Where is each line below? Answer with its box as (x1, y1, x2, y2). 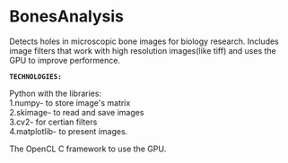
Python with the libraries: (9, 88, 101, 99)
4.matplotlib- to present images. (9, 125, 128, 136)
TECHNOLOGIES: (9, 72, 63, 81)
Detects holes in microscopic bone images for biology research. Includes (9, 36, 280, 47)
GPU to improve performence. (9, 55, 121, 65)
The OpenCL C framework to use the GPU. (9, 143, 167, 154)
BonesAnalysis (9, 6, 124, 27)
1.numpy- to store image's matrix (9, 97, 131, 108)
